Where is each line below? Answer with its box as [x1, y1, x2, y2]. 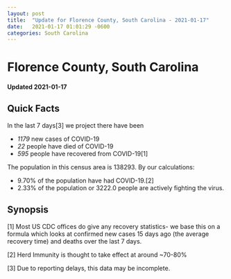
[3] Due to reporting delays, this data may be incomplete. [7, 264, 171, 272]
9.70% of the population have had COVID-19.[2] [17, 176, 154, 185]
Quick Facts [7, 103, 60, 115]
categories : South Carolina [7, 29, 89, 37]
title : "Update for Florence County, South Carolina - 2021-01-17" [7, 17, 209, 24]
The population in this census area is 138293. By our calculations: [7, 162, 195, 171]
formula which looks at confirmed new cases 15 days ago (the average [7, 230, 209, 238]
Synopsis [7, 204, 49, 216]
